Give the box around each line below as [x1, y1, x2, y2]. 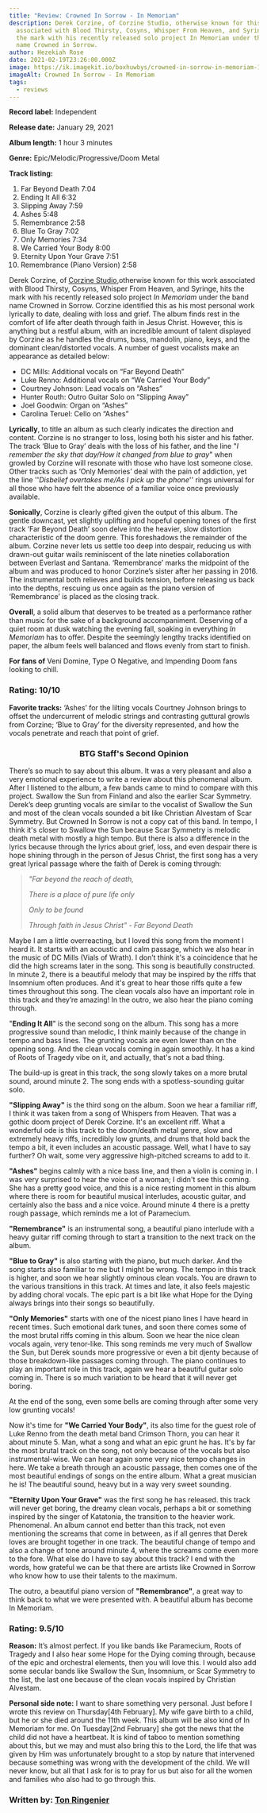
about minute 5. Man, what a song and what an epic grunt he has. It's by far [9, 1437, 256, 1447]
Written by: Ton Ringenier [9, 1795, 110, 1806]
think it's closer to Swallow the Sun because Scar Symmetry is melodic [9, 825, 241, 834]
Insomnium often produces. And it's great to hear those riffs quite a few [9, 978, 242, 988]
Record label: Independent [9, 107, 97, 117]
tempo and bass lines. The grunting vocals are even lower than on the [9, 1035, 237, 1045]
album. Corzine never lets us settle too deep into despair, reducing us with [9, 541, 252, 551]
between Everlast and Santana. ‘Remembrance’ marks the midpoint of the [9, 558, 250, 568]
